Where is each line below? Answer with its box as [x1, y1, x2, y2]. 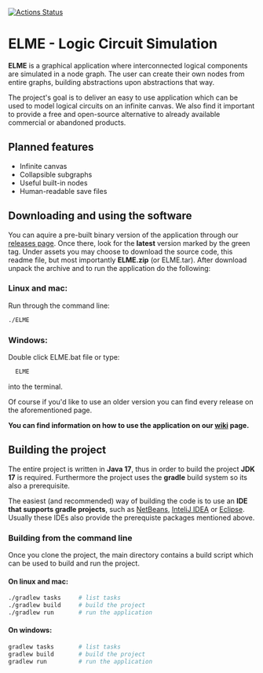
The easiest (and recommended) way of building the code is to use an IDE [8, 496, 248, 506]
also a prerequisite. [8, 481, 71, 490]
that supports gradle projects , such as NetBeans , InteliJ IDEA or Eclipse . [8, 504, 245, 514]
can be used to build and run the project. [8, 558, 140, 569]
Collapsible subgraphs [19, 170, 93, 179]
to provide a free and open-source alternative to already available [8, 109, 221, 119]
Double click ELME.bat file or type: [8, 353, 120, 362]
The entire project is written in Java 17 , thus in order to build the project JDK [8, 464, 255, 474]
